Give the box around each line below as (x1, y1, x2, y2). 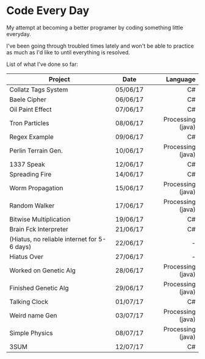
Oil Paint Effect (9, 105, 52, 114)
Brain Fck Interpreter (9, 225, 68, 233)
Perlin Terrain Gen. (9, 146, 63, 154)
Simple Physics (9, 328, 53, 337)
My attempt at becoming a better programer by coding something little (6, 24, 184, 31)
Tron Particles (9, 118, 49, 127)
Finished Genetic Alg (9, 283, 69, 292)
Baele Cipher (9, 95, 47, 104)
